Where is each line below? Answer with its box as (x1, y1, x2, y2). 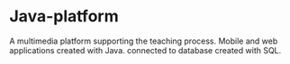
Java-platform (9, 6, 119, 27)
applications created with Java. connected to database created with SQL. (9, 44, 282, 55)
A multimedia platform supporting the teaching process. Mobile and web (9, 36, 278, 46)
